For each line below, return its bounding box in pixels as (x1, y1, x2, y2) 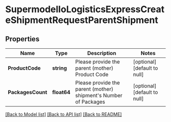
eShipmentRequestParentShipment (5, 14, 159, 26)
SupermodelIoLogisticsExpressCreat (5, 4, 164, 15)
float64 (52, 89, 70, 96)
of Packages (75, 98, 105, 105)
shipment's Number (75, 92, 123, 99)
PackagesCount (8, 89, 47, 96)
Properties (5, 35, 40, 43)
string (52, 65, 67, 72)
